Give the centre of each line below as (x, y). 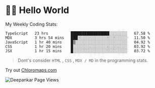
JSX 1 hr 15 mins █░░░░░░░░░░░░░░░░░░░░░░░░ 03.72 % (78, 51)
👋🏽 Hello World (37, 10)
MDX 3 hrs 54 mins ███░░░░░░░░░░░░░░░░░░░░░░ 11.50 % (78, 38)
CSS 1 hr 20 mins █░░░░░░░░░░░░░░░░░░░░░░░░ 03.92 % (78, 47)
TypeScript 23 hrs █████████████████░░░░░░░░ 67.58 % (78, 33)
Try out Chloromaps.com (31, 70)
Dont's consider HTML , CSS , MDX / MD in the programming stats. (83, 60)
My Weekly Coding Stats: (32, 24)
